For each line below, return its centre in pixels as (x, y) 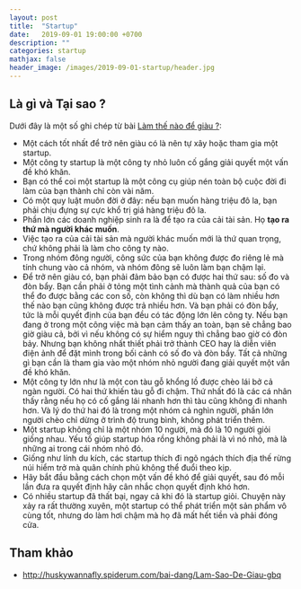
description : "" (40, 43)
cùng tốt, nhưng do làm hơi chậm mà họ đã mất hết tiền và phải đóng (150, 515)
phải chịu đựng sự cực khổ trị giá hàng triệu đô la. (114, 210)
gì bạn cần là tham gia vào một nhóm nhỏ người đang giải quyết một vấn (156, 362)
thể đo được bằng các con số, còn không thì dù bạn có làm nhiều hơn (151, 295)
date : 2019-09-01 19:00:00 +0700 (76, 34)
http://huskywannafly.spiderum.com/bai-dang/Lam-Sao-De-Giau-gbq (151, 575)
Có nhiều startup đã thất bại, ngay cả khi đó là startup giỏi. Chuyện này (154, 496)
